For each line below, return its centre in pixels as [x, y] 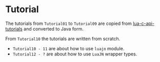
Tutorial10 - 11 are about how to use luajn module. [68, 48]
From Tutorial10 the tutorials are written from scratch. [63, 39]
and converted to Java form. [54, 28]
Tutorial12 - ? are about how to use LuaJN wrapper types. [75, 54]
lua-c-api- [144, 23]
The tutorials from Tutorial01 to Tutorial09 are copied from [69, 23]
